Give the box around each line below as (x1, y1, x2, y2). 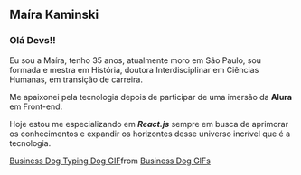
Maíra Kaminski (9, 7, 99, 23)
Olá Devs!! (9, 34, 56, 47)
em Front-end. (9, 101, 63, 112)
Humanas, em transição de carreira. (9, 74, 143, 85)
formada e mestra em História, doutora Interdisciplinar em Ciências (9, 64, 259, 75)
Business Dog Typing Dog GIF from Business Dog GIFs (9, 155, 211, 166)
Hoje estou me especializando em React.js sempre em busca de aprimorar (9, 118, 289, 129)
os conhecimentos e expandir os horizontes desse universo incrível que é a (9, 128, 291, 139)
